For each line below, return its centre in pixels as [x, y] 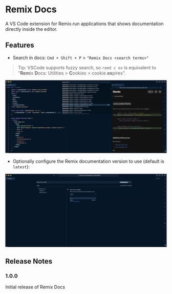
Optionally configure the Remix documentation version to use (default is [89, 161]
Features [20, 45]
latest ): [21, 167]
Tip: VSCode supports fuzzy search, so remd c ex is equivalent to [87, 67]
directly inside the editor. [31, 29]
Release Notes [29, 261]
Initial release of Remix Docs [35, 287]
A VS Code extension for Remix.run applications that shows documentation [84, 24]
